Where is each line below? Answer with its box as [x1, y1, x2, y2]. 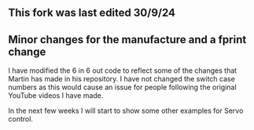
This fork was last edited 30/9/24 [8, 6, 175, 20]
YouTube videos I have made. [8, 91, 104, 100]
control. [8, 114, 34, 124]
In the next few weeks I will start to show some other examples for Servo [8, 106, 244, 116]
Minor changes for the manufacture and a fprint [8, 33, 247, 46]
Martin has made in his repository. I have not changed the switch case [8, 74, 236, 84]
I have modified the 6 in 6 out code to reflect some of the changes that [8, 66, 237, 75]
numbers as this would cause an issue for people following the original [8, 82, 237, 92]
